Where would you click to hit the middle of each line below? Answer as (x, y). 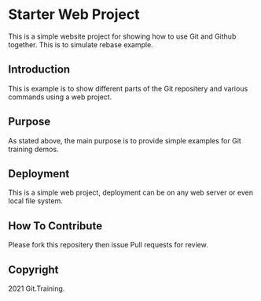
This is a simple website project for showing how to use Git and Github (122, 36)
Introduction (39, 70)
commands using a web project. (60, 97)
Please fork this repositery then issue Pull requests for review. (108, 245)
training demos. (33, 149)
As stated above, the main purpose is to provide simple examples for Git (125, 140)
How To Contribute (55, 226)
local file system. (35, 201)
